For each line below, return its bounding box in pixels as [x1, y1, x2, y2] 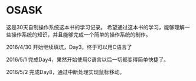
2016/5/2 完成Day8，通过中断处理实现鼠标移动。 [6, 68, 125, 75]
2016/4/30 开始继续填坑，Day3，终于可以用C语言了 [6, 43, 132, 50]
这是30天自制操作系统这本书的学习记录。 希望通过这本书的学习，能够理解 [6, 23, 185, 31]
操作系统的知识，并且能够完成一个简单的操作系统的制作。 [11, 31, 151, 38]
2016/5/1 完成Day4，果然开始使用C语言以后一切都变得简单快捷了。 [6, 56, 169, 63]
